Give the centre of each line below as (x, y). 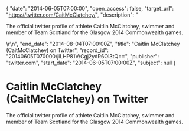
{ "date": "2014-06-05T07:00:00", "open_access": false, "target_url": (90, 9)
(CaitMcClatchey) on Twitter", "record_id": (58, 50)
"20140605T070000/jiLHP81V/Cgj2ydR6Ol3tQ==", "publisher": (83, 56)
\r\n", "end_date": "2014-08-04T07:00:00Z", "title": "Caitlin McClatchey (93, 44)
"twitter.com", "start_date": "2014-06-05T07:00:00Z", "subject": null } (91, 63)
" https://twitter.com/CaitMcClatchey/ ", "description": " (72, 15)
